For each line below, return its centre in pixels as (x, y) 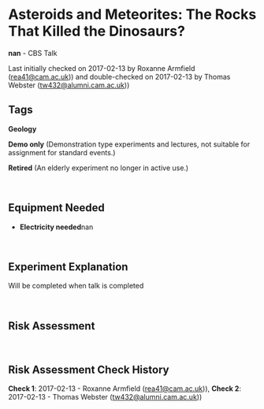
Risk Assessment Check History (89, 369)
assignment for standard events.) (62, 152)
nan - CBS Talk (33, 53)
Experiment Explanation (68, 267)
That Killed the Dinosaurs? (97, 31)
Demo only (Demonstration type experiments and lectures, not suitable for (129, 144)
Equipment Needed (56, 208)
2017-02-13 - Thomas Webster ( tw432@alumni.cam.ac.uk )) (105, 397)
